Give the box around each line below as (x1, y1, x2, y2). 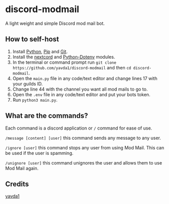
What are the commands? (5, 111, 89, 120)
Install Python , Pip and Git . (12, 48, 68, 54)
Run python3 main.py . (12, 97, 58, 103)
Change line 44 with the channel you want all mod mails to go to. (12, 86, 148, 92)
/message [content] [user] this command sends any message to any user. (5, 135, 161, 141)
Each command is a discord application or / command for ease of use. (5, 125, 152, 131)
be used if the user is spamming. (5, 150, 74, 156)
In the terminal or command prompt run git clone (12, 59, 116, 65)
